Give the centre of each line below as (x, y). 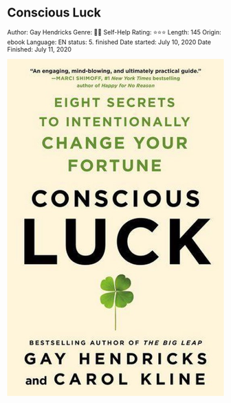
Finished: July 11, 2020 (40, 49)
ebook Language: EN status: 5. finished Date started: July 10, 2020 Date (109, 42)
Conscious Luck (54, 13)
